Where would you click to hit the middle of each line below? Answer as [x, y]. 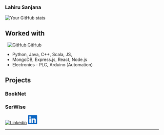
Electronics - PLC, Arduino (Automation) [52, 65]
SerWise [15, 107]
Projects [18, 80]
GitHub [35, 45]
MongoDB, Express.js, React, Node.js [50, 59]
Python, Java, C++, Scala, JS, [42, 55]
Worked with [25, 33]
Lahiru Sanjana [23, 7]
